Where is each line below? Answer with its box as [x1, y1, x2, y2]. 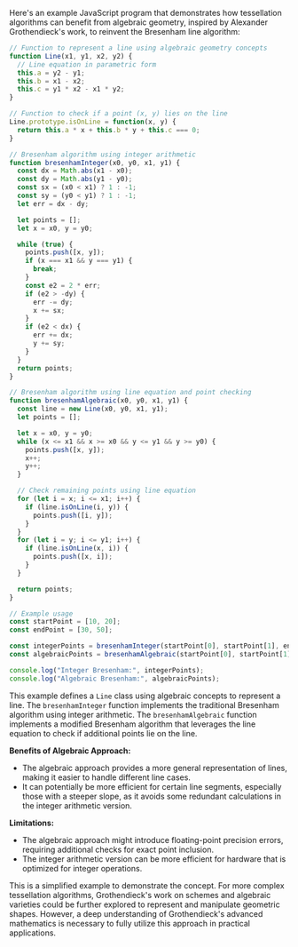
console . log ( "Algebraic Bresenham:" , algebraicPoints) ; [9, 674, 220, 683]
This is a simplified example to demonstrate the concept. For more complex [9, 879, 286, 891]
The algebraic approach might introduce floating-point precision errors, [21, 834, 284, 845]
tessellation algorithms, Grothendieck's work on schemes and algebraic [9, 889, 271, 900]
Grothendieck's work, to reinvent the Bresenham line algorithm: [9, 27, 241, 36]
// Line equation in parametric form [17, 60, 157, 69]
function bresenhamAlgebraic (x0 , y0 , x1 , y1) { [9, 396, 189, 405]
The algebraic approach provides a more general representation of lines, [21, 762, 288, 773]
